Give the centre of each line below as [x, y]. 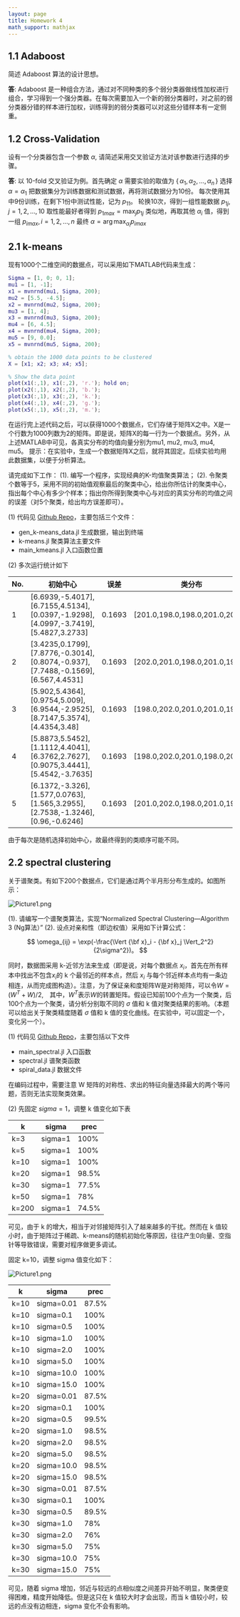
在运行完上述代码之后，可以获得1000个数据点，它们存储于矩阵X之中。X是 [116, 424]
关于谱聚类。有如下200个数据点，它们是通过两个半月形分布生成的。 [108, 880]
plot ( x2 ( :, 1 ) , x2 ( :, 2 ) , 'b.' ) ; [54, 390]
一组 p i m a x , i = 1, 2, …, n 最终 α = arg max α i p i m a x [77, 223]
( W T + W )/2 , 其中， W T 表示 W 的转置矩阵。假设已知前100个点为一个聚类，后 [120, 994]
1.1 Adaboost [37, 56]
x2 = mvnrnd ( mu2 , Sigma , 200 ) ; [54, 305]
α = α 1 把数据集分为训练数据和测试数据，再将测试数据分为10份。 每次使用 [116, 192]
